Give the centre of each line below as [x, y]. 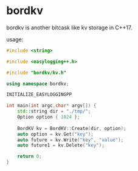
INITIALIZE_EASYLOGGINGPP [39, 95]
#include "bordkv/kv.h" [36, 73]
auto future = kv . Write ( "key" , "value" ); [70, 140]
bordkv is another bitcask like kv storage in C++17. [69, 27]
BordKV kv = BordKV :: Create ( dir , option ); [72, 128]
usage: [15, 39]
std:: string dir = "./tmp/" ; [54, 111]
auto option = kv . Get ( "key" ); [56, 134]
